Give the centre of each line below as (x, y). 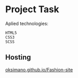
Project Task (32, 9)
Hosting (18, 57)
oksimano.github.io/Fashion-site (39, 69)
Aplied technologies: (27, 23)
